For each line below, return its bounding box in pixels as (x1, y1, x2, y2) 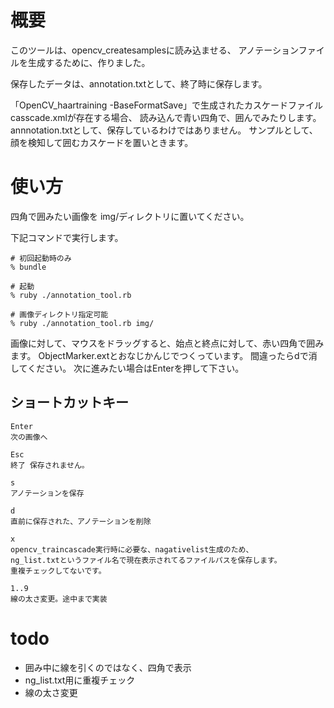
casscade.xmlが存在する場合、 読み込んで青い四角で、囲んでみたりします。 (10, 111, 322, 123)
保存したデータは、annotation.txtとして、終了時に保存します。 (10, 77, 268, 90)
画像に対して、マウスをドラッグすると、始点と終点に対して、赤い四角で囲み (10, 337, 325, 349)
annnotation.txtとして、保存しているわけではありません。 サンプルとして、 (10, 124, 318, 136)
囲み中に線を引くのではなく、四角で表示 (24, 661, 192, 673)
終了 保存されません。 (10, 460, 90, 470)
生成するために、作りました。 (27, 56, 151, 68)
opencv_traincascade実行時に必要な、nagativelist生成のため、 (10, 544, 254, 555)
